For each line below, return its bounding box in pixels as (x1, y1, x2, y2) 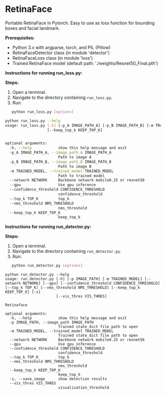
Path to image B (58, 164, 92, 169)
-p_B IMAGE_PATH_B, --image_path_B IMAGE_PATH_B (9, 159, 112, 164)
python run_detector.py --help (5, 272, 70, 277)
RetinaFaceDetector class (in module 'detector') (12, 50, 110, 56)
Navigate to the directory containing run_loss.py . (12, 94, 113, 100)
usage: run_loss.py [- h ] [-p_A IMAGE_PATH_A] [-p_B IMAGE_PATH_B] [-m (5, 123, 154, 128)
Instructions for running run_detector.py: (5, 224, 91, 230)
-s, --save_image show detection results (9, 377, 107, 382)
